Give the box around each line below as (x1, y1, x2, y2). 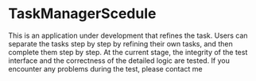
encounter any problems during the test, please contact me (8, 64, 203, 73)
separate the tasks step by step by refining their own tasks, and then (8, 39, 233, 48)
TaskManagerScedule (8, 5, 157, 23)
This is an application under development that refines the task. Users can (8, 31, 248, 40)
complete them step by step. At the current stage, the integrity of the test (8, 47, 248, 57)
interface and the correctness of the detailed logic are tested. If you (8, 56, 231, 65)
